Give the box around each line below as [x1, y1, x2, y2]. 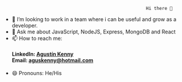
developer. [11, 22, 38, 29]
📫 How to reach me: [11, 35, 63, 42]
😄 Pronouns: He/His [11, 70, 62, 77]
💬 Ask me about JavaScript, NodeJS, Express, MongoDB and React [11, 28, 176, 35]
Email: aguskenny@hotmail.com [11, 56, 93, 64]
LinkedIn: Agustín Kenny [11, 50, 74, 57]
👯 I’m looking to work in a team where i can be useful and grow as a [11, 16, 177, 23]
